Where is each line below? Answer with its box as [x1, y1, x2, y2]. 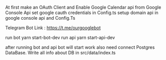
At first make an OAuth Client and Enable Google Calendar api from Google [5, 5, 161, 10]
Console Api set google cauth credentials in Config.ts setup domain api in [5, 10, 158, 16]
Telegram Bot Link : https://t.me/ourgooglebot [5, 25, 101, 31]
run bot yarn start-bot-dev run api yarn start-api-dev [5, 35, 115, 40]
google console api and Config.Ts [5, 15, 75, 21]
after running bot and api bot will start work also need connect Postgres [5, 44, 155, 50]
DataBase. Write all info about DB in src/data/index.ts [5, 50, 116, 55]
